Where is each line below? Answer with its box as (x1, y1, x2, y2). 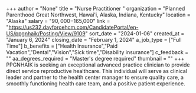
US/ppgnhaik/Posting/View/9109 (6, 30, 86, 37)
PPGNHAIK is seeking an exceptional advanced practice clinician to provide (6, 61, 190, 68)
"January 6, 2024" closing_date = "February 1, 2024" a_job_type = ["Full (6, 36, 182, 43)
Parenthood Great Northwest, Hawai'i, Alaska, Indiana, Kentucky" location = (6, 11, 191, 18)
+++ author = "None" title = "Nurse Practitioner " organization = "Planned (6, 5, 185, 12)
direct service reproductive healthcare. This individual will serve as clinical (6, 68, 188, 74)
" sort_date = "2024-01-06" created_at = (85, 30, 185, 37)
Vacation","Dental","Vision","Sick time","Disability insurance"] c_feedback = (6, 49, 189, 55)
